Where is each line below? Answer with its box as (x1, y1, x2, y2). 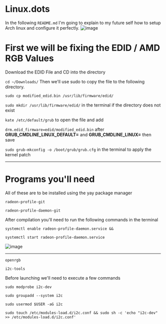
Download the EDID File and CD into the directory (5, 69, 106, 75)
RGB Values (5, 53, 54, 64)
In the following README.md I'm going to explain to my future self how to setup (5, 20, 161, 26)
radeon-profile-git (5, 199, 45, 204)
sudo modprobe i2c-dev (5, 285, 52, 289)
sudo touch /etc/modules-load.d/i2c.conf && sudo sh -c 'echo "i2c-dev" (5, 310, 158, 315)
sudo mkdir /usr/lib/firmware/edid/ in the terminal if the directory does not (5, 102, 161, 108)
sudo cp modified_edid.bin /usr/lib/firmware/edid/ (5, 93, 114, 98)
